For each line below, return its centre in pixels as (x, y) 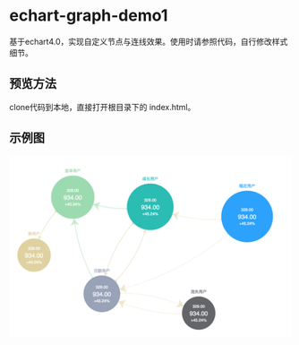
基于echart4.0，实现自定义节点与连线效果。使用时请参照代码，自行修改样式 (149, 41)
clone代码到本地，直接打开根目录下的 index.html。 (103, 107)
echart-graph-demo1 (89, 16)
